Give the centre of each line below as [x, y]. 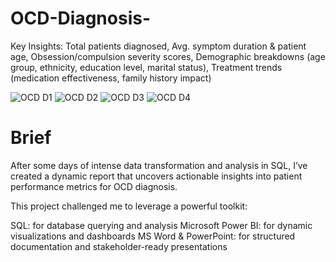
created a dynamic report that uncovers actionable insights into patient [156, 176]
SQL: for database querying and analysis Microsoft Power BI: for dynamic [161, 225]
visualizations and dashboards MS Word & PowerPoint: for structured [153, 236]
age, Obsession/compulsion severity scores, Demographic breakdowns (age [168, 56]
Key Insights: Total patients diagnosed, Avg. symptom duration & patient [158, 46]
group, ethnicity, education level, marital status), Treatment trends [146, 67]
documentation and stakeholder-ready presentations [119, 246]
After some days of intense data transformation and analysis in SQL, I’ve [159, 165]
